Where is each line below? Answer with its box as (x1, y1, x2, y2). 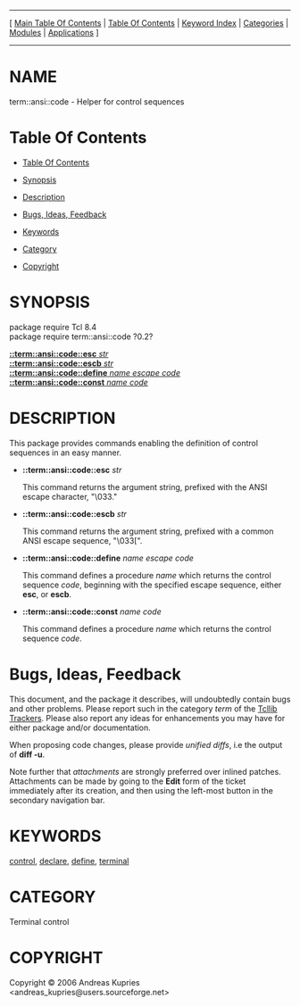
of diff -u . (9, 749, 46, 760)
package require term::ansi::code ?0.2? (9, 331, 154, 342)
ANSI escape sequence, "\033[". (21, 535, 143, 545)
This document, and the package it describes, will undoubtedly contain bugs (9, 694, 291, 704)
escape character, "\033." (21, 491, 118, 502)
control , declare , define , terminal (9, 855, 129, 866)
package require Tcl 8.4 (9, 321, 97, 332)
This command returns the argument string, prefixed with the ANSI (21, 481, 268, 492)
